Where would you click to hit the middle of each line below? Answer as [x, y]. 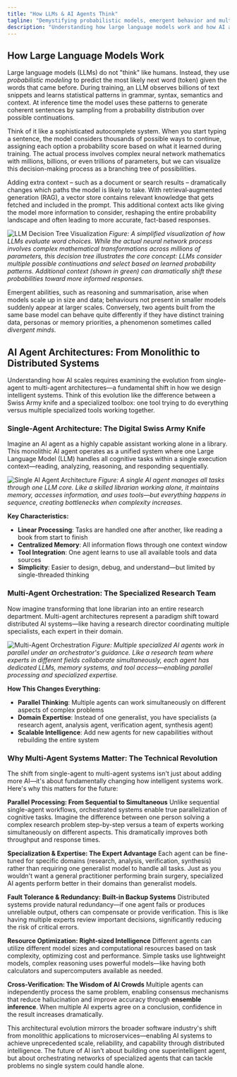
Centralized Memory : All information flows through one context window [122, 545]
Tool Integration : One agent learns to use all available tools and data [117, 552]
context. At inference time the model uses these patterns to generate [108, 102]
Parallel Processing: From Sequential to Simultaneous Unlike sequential [114, 802]
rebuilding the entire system [58, 739]
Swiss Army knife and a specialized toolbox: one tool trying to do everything [118, 403]
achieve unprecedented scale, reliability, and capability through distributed [116, 1043]
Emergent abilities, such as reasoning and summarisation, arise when [108, 292]
